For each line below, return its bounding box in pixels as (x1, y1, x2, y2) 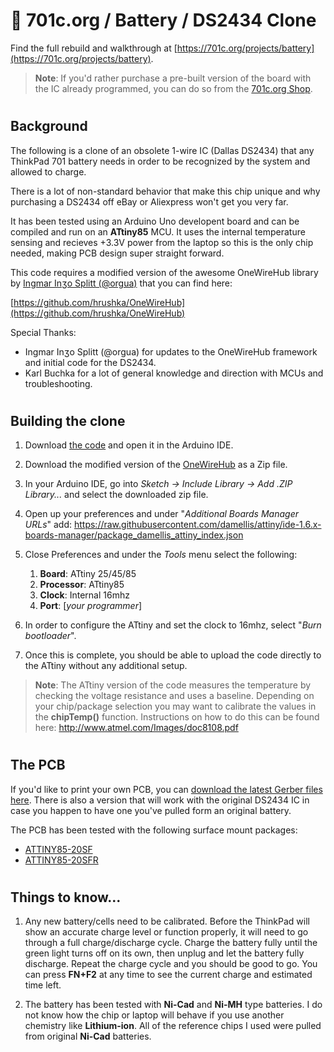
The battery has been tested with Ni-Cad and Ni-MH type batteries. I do (24, 999, 323, 1011)
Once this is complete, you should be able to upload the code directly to (24, 649, 322, 661)
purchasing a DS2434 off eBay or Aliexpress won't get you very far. (10, 195, 289, 208)
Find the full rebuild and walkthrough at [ (10, 42, 178, 54)
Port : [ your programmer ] (39, 600, 143, 612)
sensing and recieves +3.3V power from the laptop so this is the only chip (10, 236, 314, 248)
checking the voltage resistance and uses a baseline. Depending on (34, 690, 315, 702)
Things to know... (10, 889, 122, 906)
